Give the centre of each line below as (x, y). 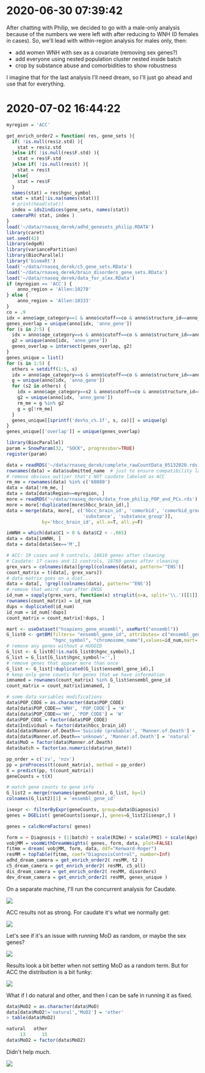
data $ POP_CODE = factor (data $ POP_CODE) (57, 719)
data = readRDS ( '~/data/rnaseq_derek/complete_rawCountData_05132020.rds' (103, 465)
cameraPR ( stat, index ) (43, 215)
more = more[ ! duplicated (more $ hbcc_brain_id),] (68, 505)
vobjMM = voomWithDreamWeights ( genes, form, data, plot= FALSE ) (90, 843)
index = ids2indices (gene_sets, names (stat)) (71, 210)
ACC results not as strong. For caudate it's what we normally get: (88, 912)
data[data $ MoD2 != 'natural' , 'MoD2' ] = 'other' (65, 1012)
